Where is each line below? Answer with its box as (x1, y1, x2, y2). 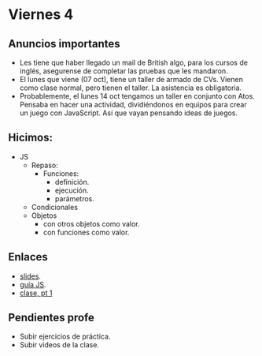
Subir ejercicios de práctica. (19, 332, 111, 341)
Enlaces (8, 250, 49, 264)
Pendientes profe (8, 311, 94, 324)
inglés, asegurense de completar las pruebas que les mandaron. (19, 66, 228, 76)
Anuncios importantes (8, 37, 120, 51)
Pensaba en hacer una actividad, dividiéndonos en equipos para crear (19, 100, 247, 109)
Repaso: (31, 160, 58, 170)
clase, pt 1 (19, 288, 53, 298)
